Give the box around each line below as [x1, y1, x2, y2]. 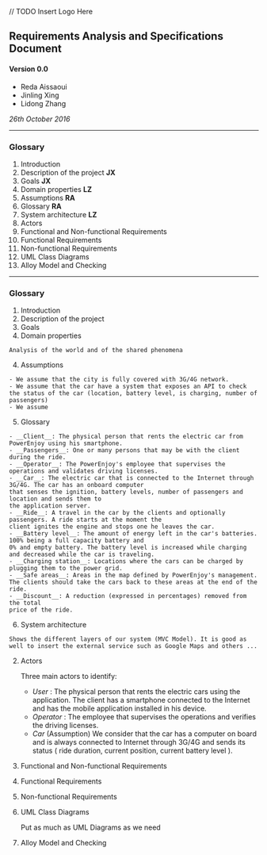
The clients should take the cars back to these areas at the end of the [9, 578, 258, 586]
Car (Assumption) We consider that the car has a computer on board [32, 729, 257, 738]
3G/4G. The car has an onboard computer [9, 481, 145, 489]
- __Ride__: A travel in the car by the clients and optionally [9, 509, 226, 517]
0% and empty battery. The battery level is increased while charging [9, 543, 247, 552]
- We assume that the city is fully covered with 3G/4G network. [9, 376, 229, 384]
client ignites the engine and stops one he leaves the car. [9, 523, 216, 531]
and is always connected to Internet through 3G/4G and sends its [32, 738, 246, 747]
